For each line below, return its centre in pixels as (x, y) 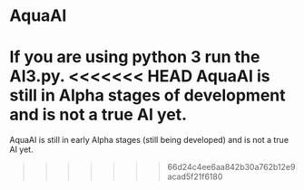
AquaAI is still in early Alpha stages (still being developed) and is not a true (149, 140)
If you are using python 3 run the (135, 57)
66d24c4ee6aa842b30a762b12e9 (231, 167)
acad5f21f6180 (195, 176)
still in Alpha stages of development (147, 95)
